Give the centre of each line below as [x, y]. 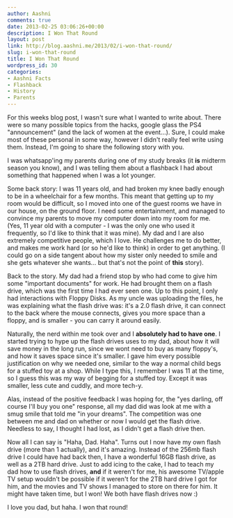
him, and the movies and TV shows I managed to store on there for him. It [112, 486]
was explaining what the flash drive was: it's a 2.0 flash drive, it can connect [116, 306]
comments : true [29, 20]
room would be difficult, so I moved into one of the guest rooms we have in [114, 203]
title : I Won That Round [43, 59]
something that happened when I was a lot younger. [82, 175]
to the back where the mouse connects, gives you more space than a [106, 313]
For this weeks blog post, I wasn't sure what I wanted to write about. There [114, 118]
